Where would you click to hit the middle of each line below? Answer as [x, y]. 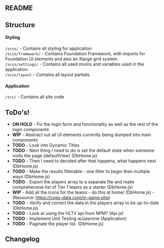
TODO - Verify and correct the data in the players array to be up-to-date [85, 203]
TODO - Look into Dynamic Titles [46, 145]
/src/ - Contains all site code [35, 97]
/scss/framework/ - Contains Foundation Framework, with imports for [75, 53]
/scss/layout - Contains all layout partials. [48, 74]
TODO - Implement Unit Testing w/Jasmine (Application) [69, 218]
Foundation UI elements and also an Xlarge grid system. [62, 59]
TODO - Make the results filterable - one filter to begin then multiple [81, 171]
